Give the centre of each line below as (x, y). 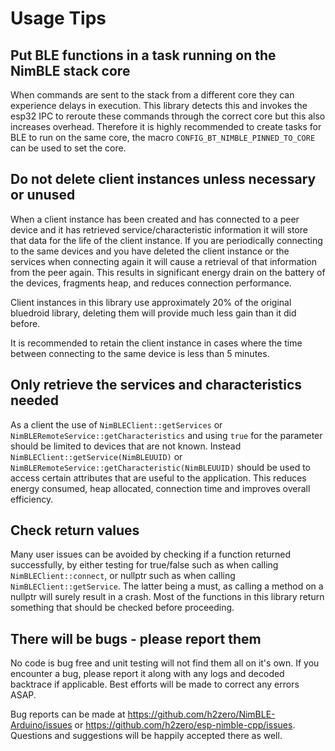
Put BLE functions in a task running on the (143, 55)
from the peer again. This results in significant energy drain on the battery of (168, 272)
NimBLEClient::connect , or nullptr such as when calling (123, 576)
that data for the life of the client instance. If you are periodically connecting (166, 240)
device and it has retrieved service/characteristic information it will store (159, 229)
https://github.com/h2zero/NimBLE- (201, 714)
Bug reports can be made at (68, 714)
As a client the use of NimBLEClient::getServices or (116, 424)
